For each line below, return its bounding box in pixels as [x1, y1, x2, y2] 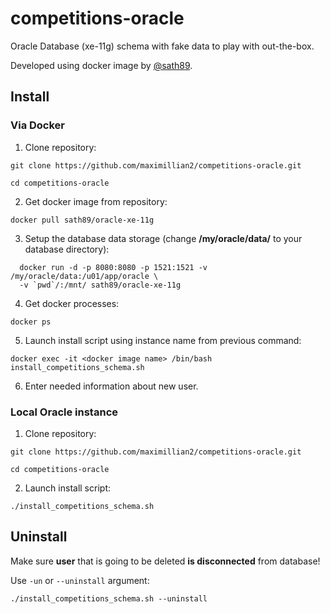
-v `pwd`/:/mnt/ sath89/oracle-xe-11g [19, 280, 182, 290]
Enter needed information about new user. [24, 380, 199, 392]
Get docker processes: [24, 297, 120, 309]
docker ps [10, 317, 52, 327]
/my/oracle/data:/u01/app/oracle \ [10, 271, 159, 281]
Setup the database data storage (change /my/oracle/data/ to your [24, 232, 303, 244]
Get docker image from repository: [24, 195, 168, 207]
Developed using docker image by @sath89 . [10, 59, 193, 71]
